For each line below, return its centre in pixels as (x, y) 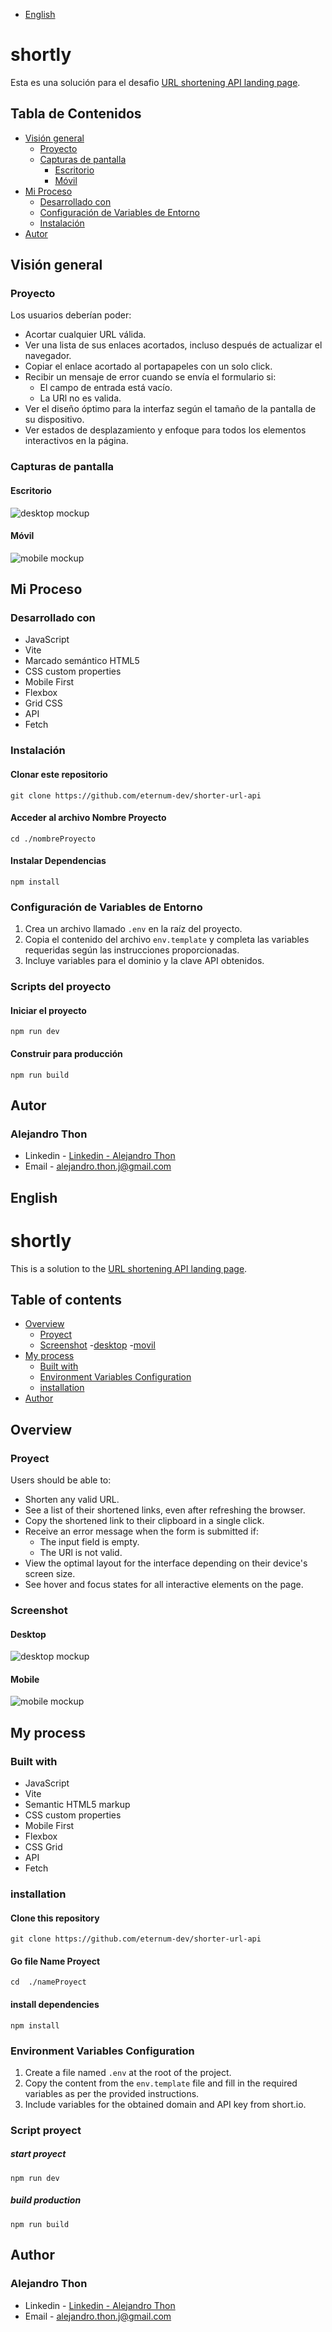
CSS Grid (43, 1847)
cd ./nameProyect (48, 1982)
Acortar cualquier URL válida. (85, 335)
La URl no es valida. (80, 398)
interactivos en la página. (76, 441)
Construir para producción (66, 1053)
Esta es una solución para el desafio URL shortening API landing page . (155, 82)
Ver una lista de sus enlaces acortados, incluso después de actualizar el (173, 345)
